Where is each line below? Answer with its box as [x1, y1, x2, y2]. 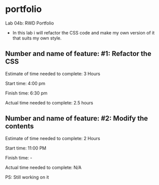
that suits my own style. [12, 35, 62, 41]
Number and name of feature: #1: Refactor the [5, 49, 151, 58]
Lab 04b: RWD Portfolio [5, 20, 54, 26]
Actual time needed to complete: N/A [5, 164, 82, 170]
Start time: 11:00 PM [5, 145, 47, 151]
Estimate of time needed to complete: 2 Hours [5, 135, 100, 141]
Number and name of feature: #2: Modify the [5, 114, 148, 123]
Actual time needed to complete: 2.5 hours [5, 99, 94, 105]
